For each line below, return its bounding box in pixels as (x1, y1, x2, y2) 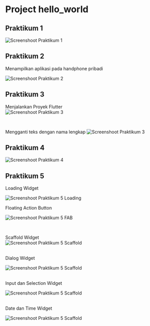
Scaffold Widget (5, 234, 39, 241)
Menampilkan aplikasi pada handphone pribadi (5, 65, 103, 72)
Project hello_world (5, 4, 89, 15)
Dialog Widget (5, 255, 35, 261)
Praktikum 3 (5, 90, 45, 99)
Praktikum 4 (5, 143, 45, 152)
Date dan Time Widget (5, 305, 52, 311)
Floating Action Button (5, 205, 52, 211)
